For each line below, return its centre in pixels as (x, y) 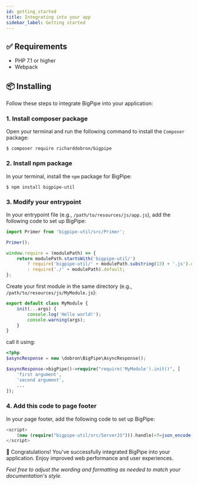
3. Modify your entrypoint (44, 202)
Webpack (26, 67)
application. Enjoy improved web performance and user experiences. (90, 458)
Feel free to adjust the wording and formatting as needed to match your (93, 470)
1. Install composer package (47, 119)
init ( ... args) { (37, 309)
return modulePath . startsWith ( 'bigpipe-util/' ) (76, 258)
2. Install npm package (39, 163)
